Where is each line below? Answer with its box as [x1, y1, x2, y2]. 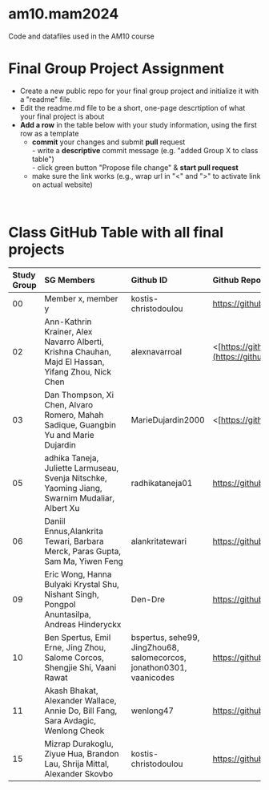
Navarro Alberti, [43, 336, 104, 347]
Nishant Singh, [43, 589, 99, 600]
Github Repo [212, 274, 262, 286]
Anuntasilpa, [43, 609, 92, 620]
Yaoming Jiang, [43, 482, 102, 493]
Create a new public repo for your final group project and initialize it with [19, 86, 259, 95]
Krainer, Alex [43, 326, 93, 337]
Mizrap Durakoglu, [43, 738, 114, 749]
